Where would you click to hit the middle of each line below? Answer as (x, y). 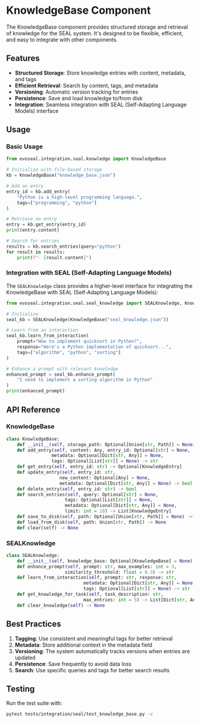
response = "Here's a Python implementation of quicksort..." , (94, 347)
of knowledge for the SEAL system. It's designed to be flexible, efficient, (95, 33)
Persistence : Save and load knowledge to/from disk (79, 98)
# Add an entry (25, 186)
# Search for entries (33, 241)
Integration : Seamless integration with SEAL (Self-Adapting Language (101, 104)
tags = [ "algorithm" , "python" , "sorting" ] (69, 352)
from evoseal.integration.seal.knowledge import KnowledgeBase (86, 159)
